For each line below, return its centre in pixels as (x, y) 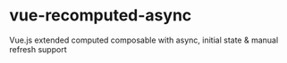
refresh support (38, 49)
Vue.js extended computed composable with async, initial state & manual (144, 40)
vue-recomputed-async (101, 16)
